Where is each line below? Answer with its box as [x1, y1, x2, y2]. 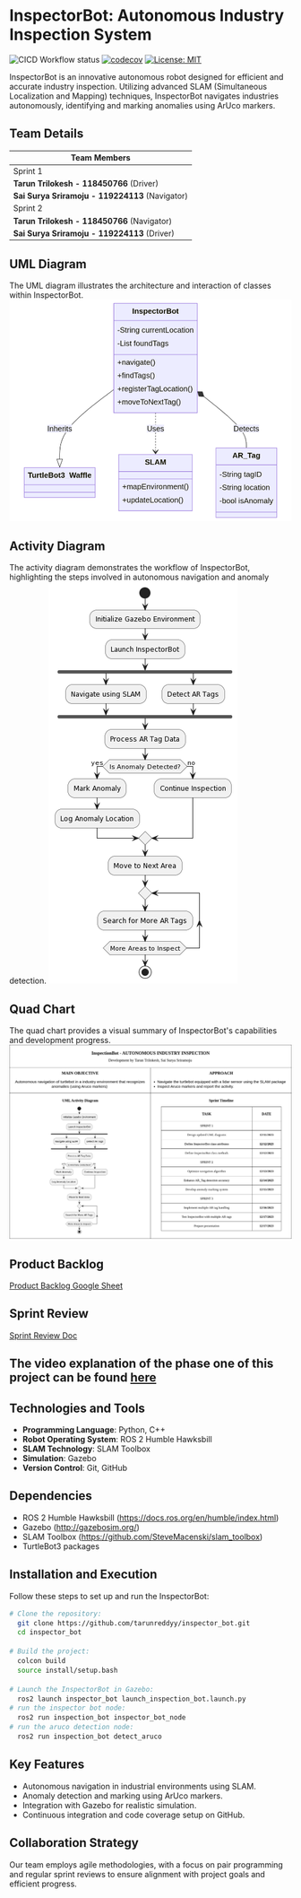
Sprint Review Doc [9, 1329, 78, 1341]
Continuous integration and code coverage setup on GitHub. [21, 1809, 245, 1820]
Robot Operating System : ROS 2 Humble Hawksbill [21, 1434, 212, 1445]
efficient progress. [9, 1878, 78, 1889]
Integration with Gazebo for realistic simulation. [21, 1799, 197, 1810]
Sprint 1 [13, 165, 43, 176]
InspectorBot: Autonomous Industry [9, 5, 285, 26]
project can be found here [9, 1370, 157, 1386]
